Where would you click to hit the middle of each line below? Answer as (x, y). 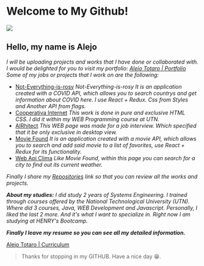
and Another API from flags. (51, 106)
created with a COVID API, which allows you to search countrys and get (106, 93)
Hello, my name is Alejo (52, 47)
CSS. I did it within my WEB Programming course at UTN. (87, 119)
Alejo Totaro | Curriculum (38, 244)
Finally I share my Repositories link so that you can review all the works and (102, 176)
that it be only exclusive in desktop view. (66, 132)
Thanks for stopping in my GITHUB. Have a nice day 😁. (91, 256)
